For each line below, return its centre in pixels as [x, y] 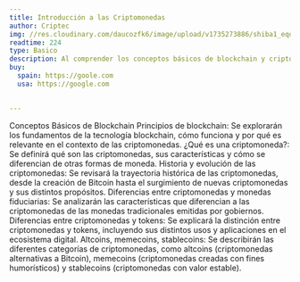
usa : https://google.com [63, 84]
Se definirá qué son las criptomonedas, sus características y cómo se [137, 153]
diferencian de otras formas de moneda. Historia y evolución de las [133, 163]
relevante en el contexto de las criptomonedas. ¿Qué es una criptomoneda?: [150, 145]
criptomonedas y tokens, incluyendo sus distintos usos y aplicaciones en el [148, 229]
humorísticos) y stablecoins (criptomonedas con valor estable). [125, 268]
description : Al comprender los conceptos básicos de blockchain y [137, 59]
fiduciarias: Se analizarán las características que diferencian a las [129, 201]
